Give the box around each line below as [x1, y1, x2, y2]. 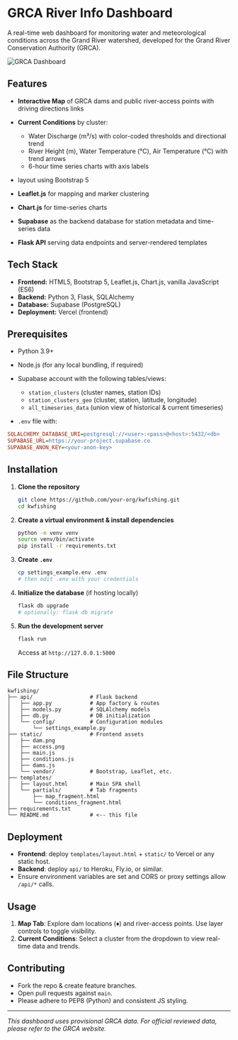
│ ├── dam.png [7, 737, 55, 744]
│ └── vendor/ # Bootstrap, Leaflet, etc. [7, 768, 173, 775]
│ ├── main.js [7, 750, 55, 757]
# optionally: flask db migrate [17, 609, 113, 616]
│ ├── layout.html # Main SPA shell [7, 780, 141, 788]
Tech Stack [7, 259, 58, 271]
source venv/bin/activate [17, 536, 94, 543]
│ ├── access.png [7, 743, 65, 751]
